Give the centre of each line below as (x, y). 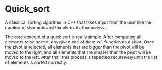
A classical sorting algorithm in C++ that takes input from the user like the (78, 22)
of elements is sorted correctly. (36, 62)
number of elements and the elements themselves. (56, 27)
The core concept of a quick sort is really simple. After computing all (73, 37)
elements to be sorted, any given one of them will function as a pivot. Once (80, 42)
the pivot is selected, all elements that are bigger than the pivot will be (75, 47)
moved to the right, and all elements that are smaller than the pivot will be (78, 52)
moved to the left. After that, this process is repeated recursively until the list (81, 57)
